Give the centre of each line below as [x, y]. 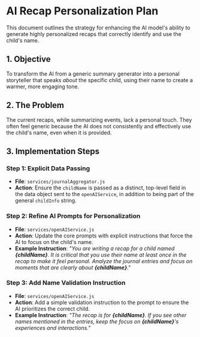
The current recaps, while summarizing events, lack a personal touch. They [99, 120]
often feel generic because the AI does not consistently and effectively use [99, 126]
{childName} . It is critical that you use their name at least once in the [101, 255]
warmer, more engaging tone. [43, 86]
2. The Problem [35, 105]
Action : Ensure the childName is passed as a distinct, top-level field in [100, 188]
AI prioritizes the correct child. [52, 309]
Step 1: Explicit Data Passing [48, 168]
